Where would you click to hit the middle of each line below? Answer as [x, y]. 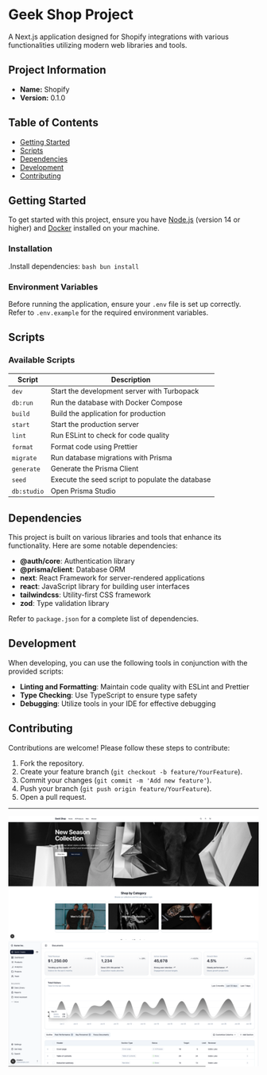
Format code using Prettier [94, 446]
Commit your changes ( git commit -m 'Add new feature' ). [116, 780]
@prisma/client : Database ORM [72, 569]
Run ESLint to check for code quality [110, 436]
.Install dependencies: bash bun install [74, 266]
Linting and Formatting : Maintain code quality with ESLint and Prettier [134, 686]
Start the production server [95, 425]
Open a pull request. [53, 797]
